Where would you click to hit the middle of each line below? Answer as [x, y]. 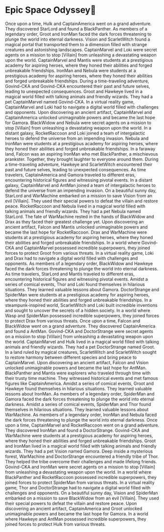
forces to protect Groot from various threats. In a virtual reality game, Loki [79, 253]
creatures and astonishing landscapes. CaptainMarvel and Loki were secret [81, 50]
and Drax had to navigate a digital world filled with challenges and [71, 258]
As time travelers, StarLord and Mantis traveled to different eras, [70, 274]
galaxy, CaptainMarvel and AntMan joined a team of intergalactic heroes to [80, 185]
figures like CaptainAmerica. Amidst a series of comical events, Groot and [80, 383]
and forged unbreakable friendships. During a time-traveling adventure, [77, 81]
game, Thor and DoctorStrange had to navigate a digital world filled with [78, 487]
